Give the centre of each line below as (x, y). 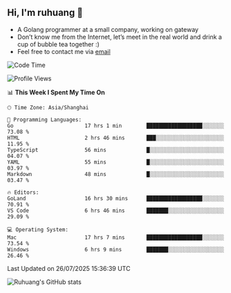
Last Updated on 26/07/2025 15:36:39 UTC (69, 268)
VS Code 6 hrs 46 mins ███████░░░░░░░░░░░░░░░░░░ (116, 211)
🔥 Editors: (23, 192)
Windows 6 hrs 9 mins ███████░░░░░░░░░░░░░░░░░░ (116, 249)
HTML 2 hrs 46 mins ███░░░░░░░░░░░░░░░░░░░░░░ (116, 138)
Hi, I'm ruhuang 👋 (45, 13)
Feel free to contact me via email (64, 51)
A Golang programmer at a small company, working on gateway (108, 29)
